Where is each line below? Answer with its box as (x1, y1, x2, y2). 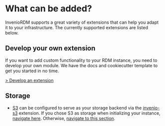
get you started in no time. (5, 68, 59, 74)
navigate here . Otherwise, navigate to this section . (12, 115, 115, 121)
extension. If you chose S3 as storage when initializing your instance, (18, 110, 161, 116)
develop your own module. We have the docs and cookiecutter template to (5, 62, 158, 68)
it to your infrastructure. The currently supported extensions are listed (5, 24, 148, 30)
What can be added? (5, 3, 92, 14)
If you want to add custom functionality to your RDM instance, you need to (5, 57, 158, 63)
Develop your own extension (5, 44, 96, 52)
